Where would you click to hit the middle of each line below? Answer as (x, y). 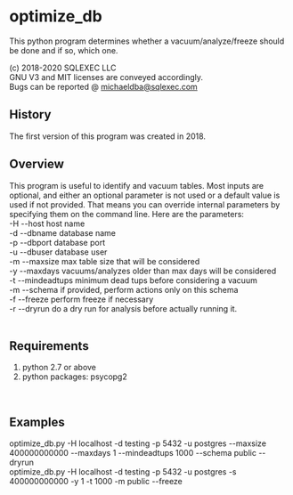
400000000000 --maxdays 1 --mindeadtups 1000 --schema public (133, 453)
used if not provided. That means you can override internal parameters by (145, 204)
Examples (37, 422)
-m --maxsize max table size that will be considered (105, 261)
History (30, 114)
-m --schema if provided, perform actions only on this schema (124, 289)
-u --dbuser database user (58, 252)
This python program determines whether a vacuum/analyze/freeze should (147, 41)
